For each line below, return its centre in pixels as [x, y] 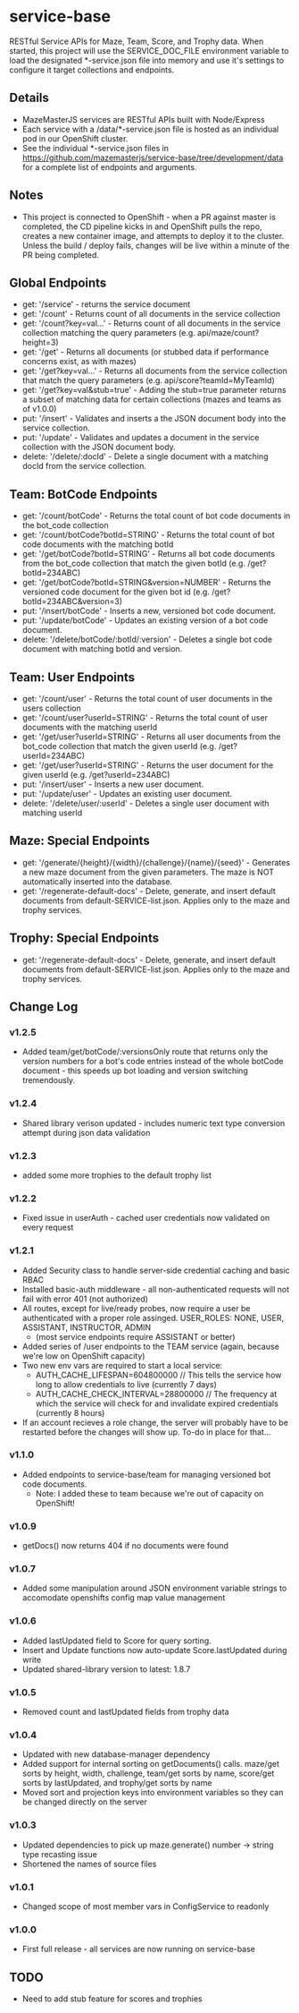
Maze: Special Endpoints [79, 841]
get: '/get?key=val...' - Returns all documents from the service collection [154, 371]
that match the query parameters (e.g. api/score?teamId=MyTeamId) [148, 380]
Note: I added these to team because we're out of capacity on [149, 1493]
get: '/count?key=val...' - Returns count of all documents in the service [151, 323]
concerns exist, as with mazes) [79, 362]
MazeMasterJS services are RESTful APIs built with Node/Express [143, 119]
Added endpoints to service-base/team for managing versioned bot [146, 1474]
